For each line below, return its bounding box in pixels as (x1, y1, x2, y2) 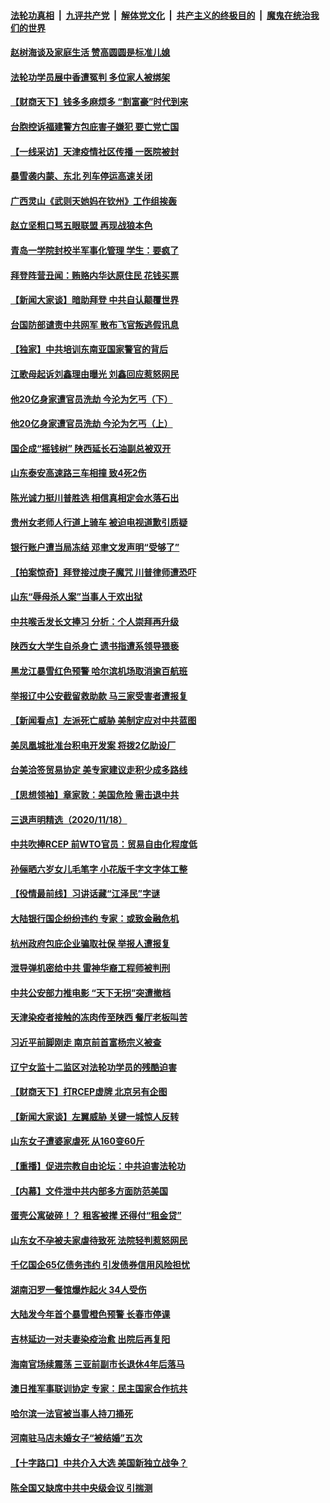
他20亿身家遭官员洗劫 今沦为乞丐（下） (10, 393, 173, 405)
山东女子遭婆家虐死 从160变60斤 (10, 1135, 145, 1147)
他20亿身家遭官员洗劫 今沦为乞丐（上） (10, 418, 173, 430)
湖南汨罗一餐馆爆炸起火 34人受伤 (10, 1283, 147, 1295)
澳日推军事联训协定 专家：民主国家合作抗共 (10, 1383, 188, 1395)
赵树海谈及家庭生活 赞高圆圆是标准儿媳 (10, 46, 171, 59)
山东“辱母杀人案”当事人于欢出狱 (10, 591, 143, 603)
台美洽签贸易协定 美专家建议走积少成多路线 (10, 764, 188, 776)
